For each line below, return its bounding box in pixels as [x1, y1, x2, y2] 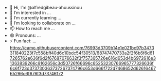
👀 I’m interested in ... [9, 10, 51, 16]
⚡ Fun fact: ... [9, 38, 36, 44]
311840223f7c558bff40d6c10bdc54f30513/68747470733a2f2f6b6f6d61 [9, 50, 155, 56]
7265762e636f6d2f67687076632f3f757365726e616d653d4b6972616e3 [9, 55, 156, 61]
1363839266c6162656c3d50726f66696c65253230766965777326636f [9, 61, 154, 66]
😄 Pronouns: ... [9, 32, 41, 38]
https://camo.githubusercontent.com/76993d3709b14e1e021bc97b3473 [9, 45, 155, 50]
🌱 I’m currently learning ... [9, 15, 62, 20]
